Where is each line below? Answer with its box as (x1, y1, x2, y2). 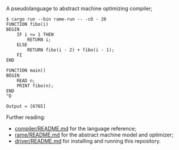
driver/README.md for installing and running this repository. (14, 138, 161, 144)
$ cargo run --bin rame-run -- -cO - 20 (6, 16, 107, 22)
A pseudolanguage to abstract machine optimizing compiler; (6, 5, 153, 12)
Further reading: (6, 114, 45, 121)
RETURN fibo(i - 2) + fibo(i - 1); (27, 47, 115, 53)
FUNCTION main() (6, 67, 46, 73)
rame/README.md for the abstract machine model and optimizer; (14, 131, 174, 138)
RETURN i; (27, 37, 51, 43)
